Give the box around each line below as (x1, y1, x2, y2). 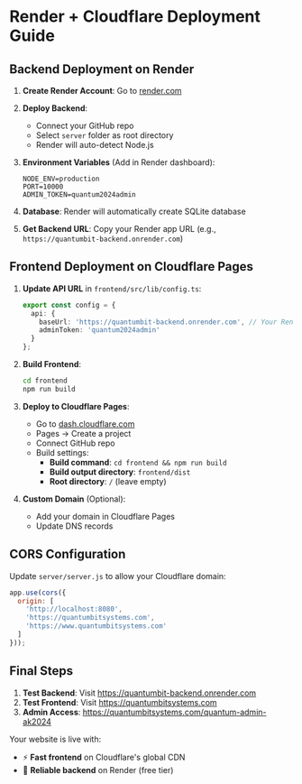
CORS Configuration (9, 547, 126, 562)
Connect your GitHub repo (35, 120, 134, 131)
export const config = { (22, 300, 116, 309)
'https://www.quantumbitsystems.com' (25, 622, 168, 631)
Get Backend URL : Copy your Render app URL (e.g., (22, 224, 216, 234)
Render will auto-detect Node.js (35, 140, 155, 150)
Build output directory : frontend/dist (49, 466, 191, 477)
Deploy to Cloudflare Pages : (22, 401, 130, 411)
